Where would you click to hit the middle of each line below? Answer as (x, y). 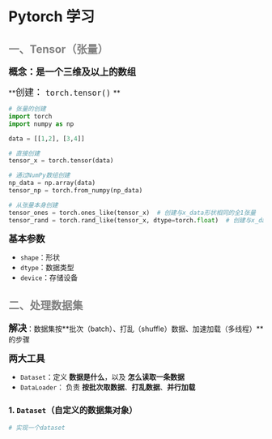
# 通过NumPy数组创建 (39, 175)
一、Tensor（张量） (59, 49)
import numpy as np (41, 124)
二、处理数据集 (46, 305)
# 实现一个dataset (37, 428)
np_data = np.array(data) (52, 183)
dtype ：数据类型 (47, 267)
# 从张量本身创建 (33, 205)
